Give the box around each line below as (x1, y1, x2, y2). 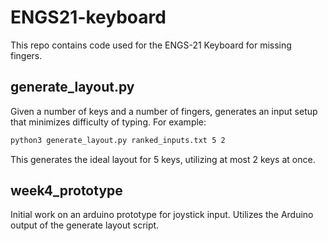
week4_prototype (10, 182, 123, 200)
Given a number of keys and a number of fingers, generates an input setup (10, 105, 318, 117)
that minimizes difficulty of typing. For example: (10, 116, 207, 128)
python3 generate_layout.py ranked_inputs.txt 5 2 (10, 135, 226, 145)
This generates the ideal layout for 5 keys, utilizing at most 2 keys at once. (10, 153, 316, 165)
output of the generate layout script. (10, 219, 160, 231)
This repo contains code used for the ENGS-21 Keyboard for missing (10, 39, 292, 51)
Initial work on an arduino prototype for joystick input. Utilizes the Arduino (10, 209, 314, 221)
